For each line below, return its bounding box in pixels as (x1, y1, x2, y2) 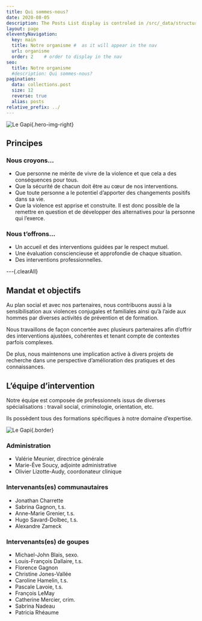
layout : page (6, 25, 39, 32)
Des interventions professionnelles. (14, 256, 103, 263)
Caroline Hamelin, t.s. (14, 577, 69, 584)
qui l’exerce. (14, 215, 45, 222)
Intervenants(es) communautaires (6, 483, 109, 491)
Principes (6, 138, 43, 148)
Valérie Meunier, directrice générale (14, 455, 104, 462)
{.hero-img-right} (31, 121, 74, 128)
